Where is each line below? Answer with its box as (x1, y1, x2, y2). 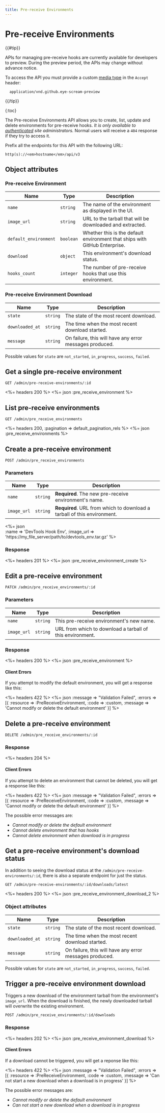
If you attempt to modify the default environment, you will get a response (5, 680, 153, 686)
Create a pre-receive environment (5, 445, 111, 453)
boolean (60, 236, 78, 242)
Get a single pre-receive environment (5, 367, 122, 376)
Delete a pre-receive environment (5, 719, 110, 728)
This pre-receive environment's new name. (55, 617, 155, 624)
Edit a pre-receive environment (5, 572, 102, 580)
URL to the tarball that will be (82, 215, 149, 222)
